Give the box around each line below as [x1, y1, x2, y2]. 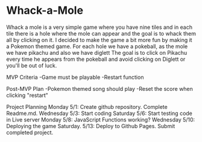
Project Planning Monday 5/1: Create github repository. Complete [6, 103, 168, 110]
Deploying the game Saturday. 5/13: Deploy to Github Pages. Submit [6, 122, 175, 129]
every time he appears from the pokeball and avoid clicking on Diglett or [6, 55, 186, 63]
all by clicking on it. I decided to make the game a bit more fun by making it [6, 36, 192, 43]
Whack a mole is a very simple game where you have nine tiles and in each [6, 23, 193, 31]
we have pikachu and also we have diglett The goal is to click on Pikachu [6, 49, 188, 56]
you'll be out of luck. [6, 61, 57, 69]
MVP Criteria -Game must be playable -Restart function [6, 73, 144, 81]
